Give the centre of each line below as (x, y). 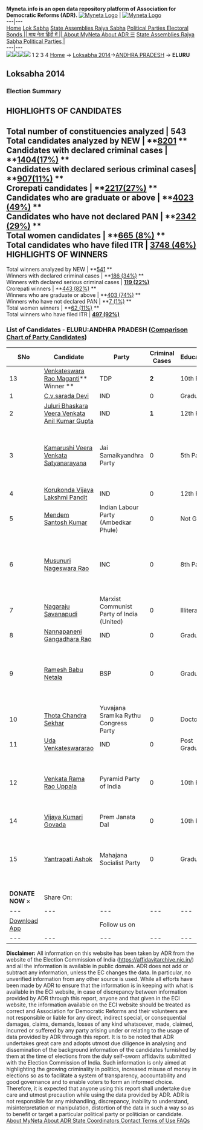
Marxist (110, 599)
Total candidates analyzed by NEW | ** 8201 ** (97, 141)
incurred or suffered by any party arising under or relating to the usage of (98, 1030)
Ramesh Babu (63, 670)
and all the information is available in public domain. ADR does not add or (97, 966)
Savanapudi (61, 614)
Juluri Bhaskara (66, 405)
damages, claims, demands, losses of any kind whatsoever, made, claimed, (100, 1024)
